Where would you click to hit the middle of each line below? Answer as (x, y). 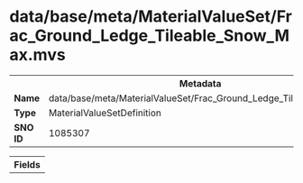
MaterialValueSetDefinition (105, 113)
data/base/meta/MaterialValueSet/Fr (151, 17)
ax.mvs (37, 55)
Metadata (200, 83)
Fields (27, 164)
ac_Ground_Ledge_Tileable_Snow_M (150, 36)
